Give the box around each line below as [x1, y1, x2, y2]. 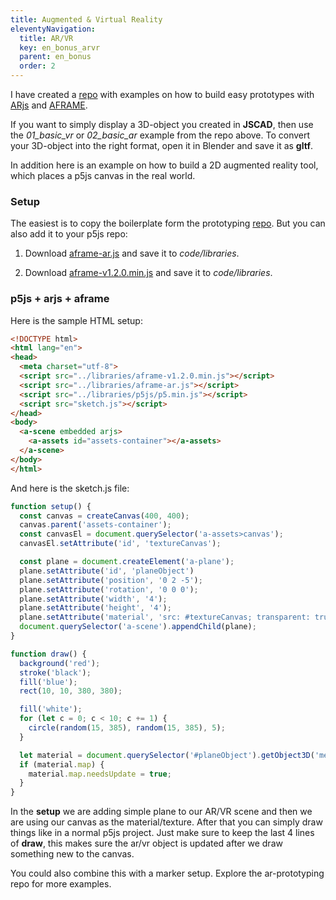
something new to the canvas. [10, 848, 135, 860]
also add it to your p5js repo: [10, 228, 128, 240]
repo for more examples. [10, 878, 112, 890]
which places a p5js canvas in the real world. [10, 170, 196, 181]
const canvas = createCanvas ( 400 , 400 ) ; [19, 511, 190, 521]
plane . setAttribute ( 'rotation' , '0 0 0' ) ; [19, 584, 199, 595]
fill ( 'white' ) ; [19, 704, 83, 715]
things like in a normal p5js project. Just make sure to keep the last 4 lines [10, 827, 315, 839]
